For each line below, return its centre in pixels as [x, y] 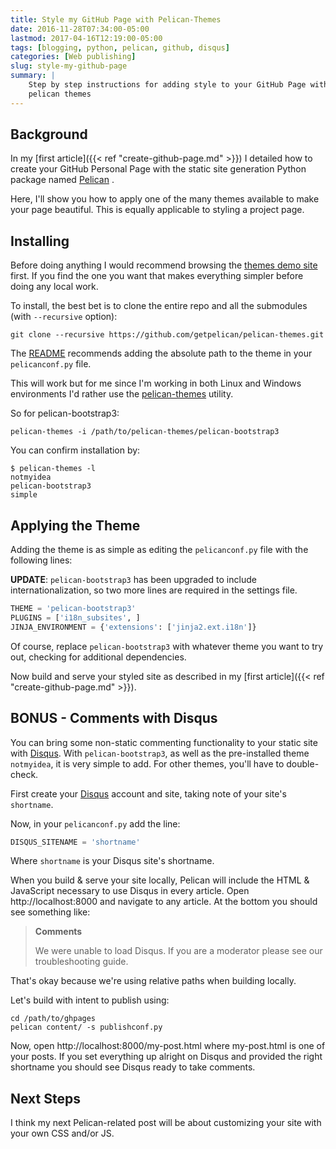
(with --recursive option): [64, 317]
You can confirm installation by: [75, 450]
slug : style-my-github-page [69, 66]
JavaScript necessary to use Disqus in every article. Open [130, 891]
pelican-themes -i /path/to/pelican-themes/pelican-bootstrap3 [145, 432]
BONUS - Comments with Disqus [114, 718]
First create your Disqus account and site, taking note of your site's [148, 793]
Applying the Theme [75, 525]
